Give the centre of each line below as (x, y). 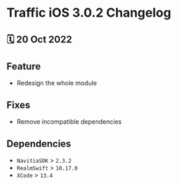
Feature (24, 66)
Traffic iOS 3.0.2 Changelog (89, 13)
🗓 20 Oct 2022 (39, 39)
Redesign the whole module (57, 83)
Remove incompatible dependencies (69, 122)
